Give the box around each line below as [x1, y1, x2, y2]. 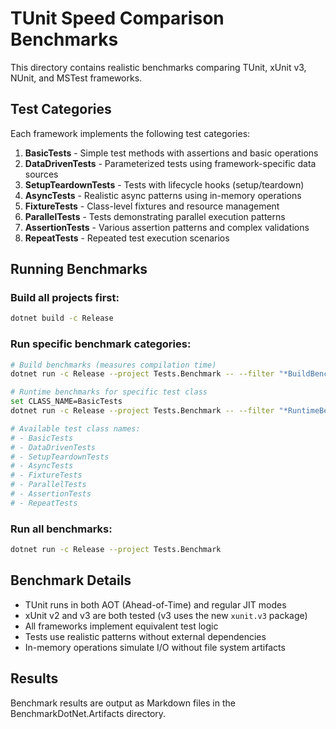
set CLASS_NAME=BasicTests [10, 397, 123, 407]
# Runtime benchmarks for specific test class [10, 387, 208, 397]
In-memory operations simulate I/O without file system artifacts [24, 641, 286, 653]
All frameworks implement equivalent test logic [24, 620, 219, 632]
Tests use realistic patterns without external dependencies [24, 630, 267, 642]
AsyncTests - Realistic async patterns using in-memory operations [24, 189, 302, 201]
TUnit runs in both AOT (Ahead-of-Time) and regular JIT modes [24, 598, 287, 611]
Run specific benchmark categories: [10, 337, 192, 351]
